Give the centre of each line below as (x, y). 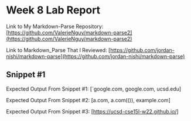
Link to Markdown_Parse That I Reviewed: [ (58, 50)
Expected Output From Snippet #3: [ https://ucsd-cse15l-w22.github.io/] (92, 111)
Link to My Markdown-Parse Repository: (55, 26)
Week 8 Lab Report (53, 10)
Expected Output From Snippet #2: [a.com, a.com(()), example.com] (88, 100)
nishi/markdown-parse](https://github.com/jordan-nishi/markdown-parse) (95, 56)
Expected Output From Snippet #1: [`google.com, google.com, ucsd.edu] (94, 89)
